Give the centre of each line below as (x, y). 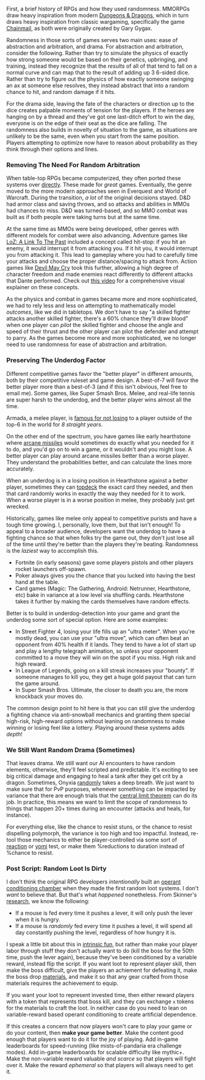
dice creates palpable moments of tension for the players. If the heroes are (100, 110)
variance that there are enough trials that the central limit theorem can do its (102, 795)
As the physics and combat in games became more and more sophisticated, (102, 299)
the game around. (38, 683)
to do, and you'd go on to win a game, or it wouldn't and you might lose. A (99, 449)
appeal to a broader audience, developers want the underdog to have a (96, 531)
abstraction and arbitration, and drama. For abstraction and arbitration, (95, 46)
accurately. (20, 469)
